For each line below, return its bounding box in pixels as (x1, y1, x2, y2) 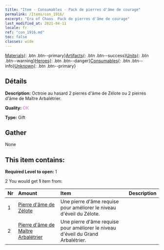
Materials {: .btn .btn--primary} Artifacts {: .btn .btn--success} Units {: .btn (5, 52, 149, 58)
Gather (5, 128, 27, 137)
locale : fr (5, 25, 27, 30)
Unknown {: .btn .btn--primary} (14, 63, 76, 69)
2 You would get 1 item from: (5, 178, 62, 184)
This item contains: (5, 155, 65, 164)
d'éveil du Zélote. (60, 210, 100, 217)
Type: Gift (5, 114, 25, 120)
